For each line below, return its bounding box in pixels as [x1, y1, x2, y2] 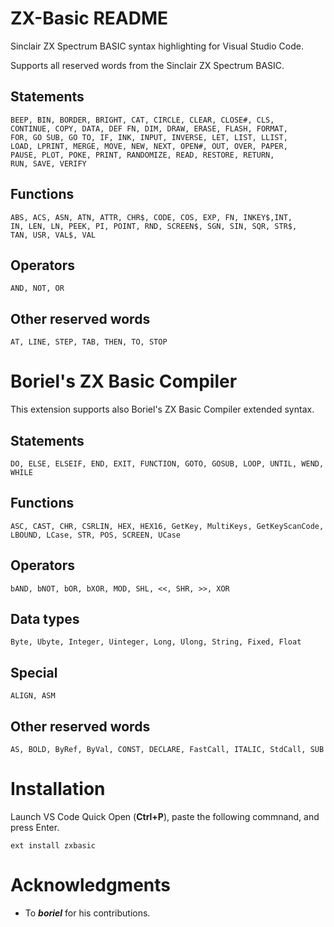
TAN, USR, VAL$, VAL [10, 230, 97, 240]
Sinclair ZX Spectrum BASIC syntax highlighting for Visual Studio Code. [10, 40, 304, 52]
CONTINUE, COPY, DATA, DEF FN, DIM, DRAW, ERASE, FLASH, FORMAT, [10, 123, 288, 134]
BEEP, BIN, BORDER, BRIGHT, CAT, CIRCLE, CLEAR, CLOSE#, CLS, [10, 115, 275, 125]
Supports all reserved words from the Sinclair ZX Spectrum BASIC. [10, 59, 285, 71]
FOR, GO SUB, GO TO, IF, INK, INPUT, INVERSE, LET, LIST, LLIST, [10, 132, 288, 142]
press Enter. [10, 821, 60, 833]
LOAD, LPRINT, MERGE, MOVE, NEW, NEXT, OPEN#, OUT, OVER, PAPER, [10, 141, 288, 151]
